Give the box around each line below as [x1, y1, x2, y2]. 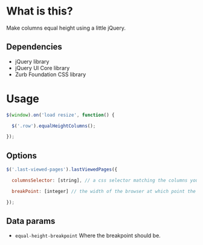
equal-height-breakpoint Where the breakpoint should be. [14, 232, 161, 240]
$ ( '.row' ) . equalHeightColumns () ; [11, 123, 96, 129]
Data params [6, 216, 56, 226]
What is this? [6, 4, 74, 18]
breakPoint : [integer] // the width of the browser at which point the [11, 188, 196, 194]
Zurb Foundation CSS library [14, 71, 86, 78]
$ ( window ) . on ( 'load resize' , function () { [6, 112, 115, 118]
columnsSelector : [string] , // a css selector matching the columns [11, 177, 188, 183]
